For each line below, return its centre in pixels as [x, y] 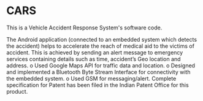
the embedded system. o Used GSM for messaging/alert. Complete [91, 78]
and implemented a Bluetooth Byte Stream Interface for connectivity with [98, 72]
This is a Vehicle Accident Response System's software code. [84, 28]
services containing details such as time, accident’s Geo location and [94, 59]
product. [17, 91]
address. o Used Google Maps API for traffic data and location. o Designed [101, 65]
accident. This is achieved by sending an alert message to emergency [95, 52]
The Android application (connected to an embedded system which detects [102, 39]
